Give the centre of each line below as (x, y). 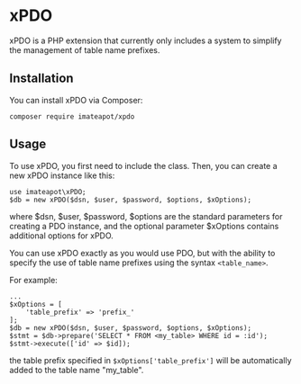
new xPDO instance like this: (62, 175)
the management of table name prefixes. (85, 49)
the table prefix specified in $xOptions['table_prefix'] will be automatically (150, 360)
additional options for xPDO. (62, 236)
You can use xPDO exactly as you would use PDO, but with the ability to (142, 253)
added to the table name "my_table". (77, 370)
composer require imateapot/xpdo (72, 116)
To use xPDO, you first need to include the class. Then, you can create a (143, 165)
